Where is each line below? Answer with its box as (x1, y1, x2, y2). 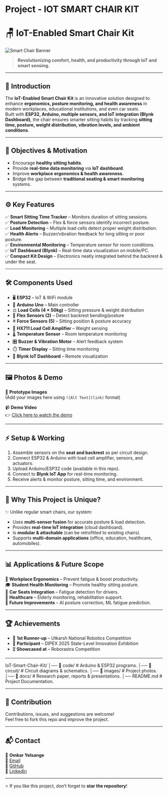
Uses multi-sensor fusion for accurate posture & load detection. (12, 519, 146, 525)
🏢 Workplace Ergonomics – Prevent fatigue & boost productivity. (5, 576, 139, 582)
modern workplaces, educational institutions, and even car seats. (5, 105, 140, 111)
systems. (12, 181, 31, 187)
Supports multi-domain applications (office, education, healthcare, (12, 535, 152, 541)
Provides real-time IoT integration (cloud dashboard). (12, 524, 124, 530)
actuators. (12, 461, 33, 466)
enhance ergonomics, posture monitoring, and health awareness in (5, 100, 147, 106)
